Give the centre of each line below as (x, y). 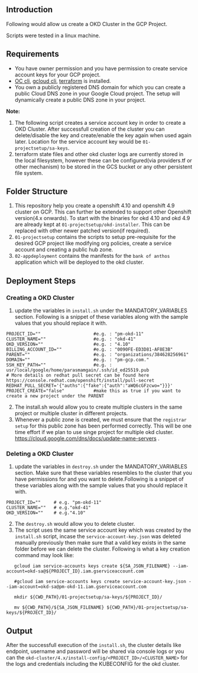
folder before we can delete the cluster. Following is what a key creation (102, 549)
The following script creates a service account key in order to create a (100, 122)
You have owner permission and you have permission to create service (101, 68)
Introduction (30, 10)
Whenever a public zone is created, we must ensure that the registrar (101, 420)
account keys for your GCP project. (58, 75)
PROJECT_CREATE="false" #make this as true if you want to (94, 391)
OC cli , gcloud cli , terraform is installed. (63, 81)
